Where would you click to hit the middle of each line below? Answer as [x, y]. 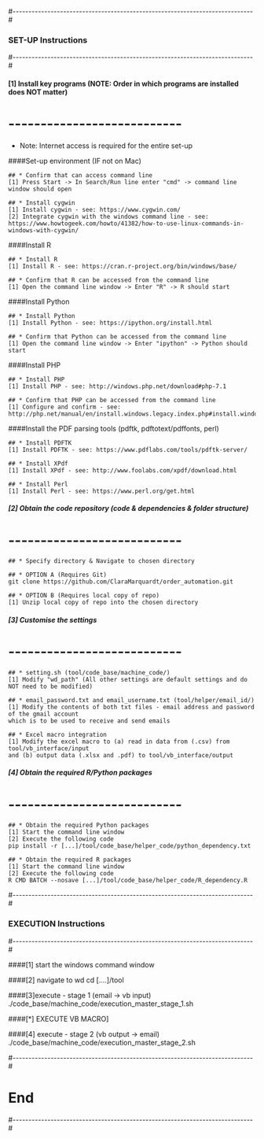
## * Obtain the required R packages [70, 860]
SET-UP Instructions [48, 40]
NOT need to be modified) [50, 686]
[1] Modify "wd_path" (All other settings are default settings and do [128, 679]
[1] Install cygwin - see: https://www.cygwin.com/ [94, 209]
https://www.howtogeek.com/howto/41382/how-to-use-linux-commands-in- [126, 224]
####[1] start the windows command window [81, 964]
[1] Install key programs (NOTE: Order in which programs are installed [124, 83]
